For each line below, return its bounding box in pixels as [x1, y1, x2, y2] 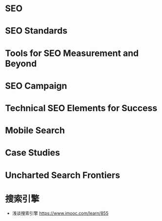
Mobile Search [5, 125, 65, 136]
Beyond [5, 58, 37, 69]
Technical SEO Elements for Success [5, 102, 158, 114]
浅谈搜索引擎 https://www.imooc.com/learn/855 [12, 210, 109, 216]
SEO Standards [5, 25, 67, 37]
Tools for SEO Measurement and [5, 47, 139, 59]
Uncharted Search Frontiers [5, 169, 121, 181]
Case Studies [5, 147, 60, 159]
